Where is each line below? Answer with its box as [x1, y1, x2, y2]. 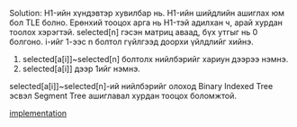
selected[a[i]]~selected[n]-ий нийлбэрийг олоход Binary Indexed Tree [9, 81, 274, 91]
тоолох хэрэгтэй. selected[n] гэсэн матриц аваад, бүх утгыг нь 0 [9, 27, 258, 37]
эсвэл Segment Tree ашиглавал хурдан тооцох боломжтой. [9, 90, 237, 101]
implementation [9, 108, 67, 118]
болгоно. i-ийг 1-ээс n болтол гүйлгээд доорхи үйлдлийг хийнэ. [9, 36, 254, 47]
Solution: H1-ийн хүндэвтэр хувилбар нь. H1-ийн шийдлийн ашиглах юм [9, 8, 285, 18]
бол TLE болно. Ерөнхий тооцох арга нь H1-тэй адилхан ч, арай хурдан [9, 17, 283, 28]
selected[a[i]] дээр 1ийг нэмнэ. [22, 63, 141, 74]
